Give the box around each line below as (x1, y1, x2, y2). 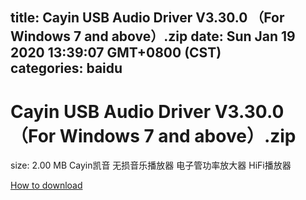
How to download (10, 179, 83, 192)
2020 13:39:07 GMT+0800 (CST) (10, 44, 222, 62)
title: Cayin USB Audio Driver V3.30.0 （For (10, 9, 285, 27)
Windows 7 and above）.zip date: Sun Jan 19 (10, 28, 296, 45)
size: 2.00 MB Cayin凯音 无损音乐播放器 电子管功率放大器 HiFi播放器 (10, 159, 292, 172)
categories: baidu (10, 60, 123, 77)
